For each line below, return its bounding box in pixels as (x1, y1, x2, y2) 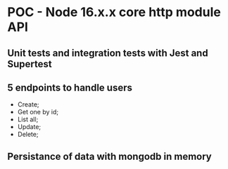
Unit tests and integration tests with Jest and (7, 47, 209, 59)
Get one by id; (17, 108, 58, 116)
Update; (17, 123, 42, 131)
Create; (17, 100, 40, 109)
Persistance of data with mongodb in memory (7, 150, 213, 162)
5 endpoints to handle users (7, 81, 132, 93)
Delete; (17, 130, 39, 139)
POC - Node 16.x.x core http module (7, 4, 222, 20)
